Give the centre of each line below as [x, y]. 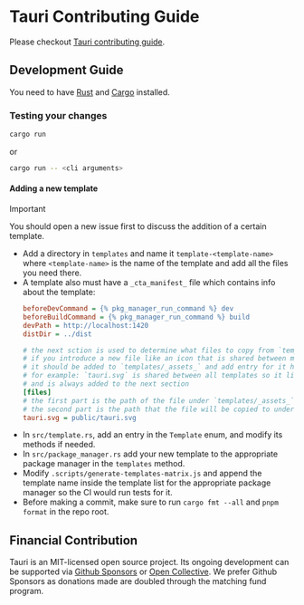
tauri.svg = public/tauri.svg [80, 418]
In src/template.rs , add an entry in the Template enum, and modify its [152, 435]
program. [27, 591]
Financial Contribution [74, 540]
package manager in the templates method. [104, 464]
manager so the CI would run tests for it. [98, 493]
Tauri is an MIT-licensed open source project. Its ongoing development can [149, 562]
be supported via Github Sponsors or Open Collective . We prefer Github [143, 571]
